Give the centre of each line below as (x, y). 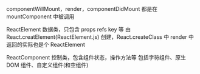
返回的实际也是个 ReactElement (46, 45)
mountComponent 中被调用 (40, 16)
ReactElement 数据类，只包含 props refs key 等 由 (68, 29)
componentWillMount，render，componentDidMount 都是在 (82, 9)
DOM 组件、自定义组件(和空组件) (47, 65)
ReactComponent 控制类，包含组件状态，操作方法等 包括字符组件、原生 (96, 57)
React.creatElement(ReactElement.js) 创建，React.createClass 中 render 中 (100, 37)
